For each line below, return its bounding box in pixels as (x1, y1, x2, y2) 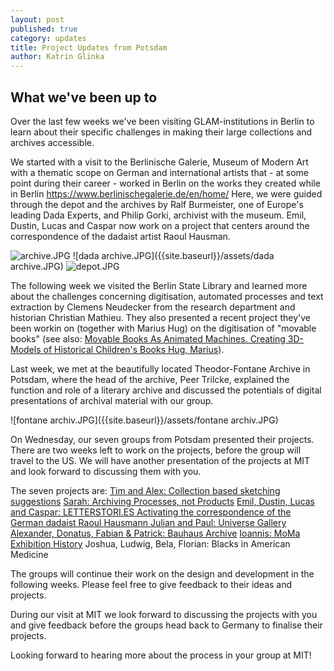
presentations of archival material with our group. (10, 394, 214, 406)
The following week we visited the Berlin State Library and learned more (10, 279, 308, 291)
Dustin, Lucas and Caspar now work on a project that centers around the (10, 219, 310, 231)
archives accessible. (10, 136, 95, 148)
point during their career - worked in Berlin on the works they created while (10, 177, 321, 189)
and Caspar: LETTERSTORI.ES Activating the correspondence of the (10, 506, 292, 518)
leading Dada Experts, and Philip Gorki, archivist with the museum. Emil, (10, 209, 307, 221)
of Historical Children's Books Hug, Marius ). (43, 343, 225, 355)
